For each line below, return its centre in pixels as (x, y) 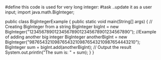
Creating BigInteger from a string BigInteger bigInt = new (62, 27)
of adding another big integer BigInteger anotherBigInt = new (66, 37)
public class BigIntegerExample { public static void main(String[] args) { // (79, 22)
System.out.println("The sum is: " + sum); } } (50, 52)
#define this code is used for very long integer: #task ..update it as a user (79, 7)
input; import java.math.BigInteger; (40, 12)
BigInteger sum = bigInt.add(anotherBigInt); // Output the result (68, 47)
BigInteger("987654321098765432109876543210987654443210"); (73, 42)
